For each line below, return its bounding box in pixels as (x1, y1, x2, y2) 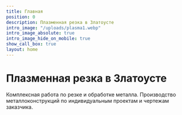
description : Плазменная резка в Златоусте (6, 19, 114, 25)
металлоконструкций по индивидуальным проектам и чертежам (6, 97, 169, 104)
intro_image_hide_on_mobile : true (6, 36, 91, 41)
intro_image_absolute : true (6, 30, 75, 36)
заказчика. (6, 103, 33, 110)
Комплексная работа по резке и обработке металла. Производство (6, 91, 176, 98)
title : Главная (6, 8, 43, 15)
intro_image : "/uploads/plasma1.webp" (6, 25, 101, 31)
